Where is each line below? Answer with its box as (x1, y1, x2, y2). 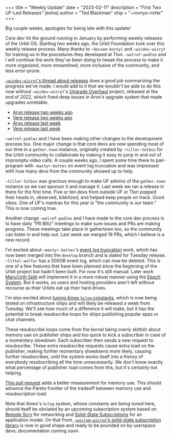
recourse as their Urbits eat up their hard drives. (5, 285, 107, 291)
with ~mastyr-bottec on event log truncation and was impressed (24, 163, 159, 168)
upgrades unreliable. (5, 99, 49, 105)
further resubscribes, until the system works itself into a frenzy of (5, 354, 143, 360)
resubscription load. (5, 391, 47, 397)
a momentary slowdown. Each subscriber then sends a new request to (5, 337, 154, 343)
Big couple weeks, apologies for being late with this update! (5, 25, 131, 31)
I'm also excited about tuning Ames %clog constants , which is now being (5, 295, 157, 301)
